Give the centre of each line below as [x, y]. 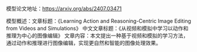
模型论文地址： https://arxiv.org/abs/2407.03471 [64, 8]
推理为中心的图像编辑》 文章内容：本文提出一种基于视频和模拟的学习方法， [97, 36]
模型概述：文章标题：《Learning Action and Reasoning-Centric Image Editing [99, 21]
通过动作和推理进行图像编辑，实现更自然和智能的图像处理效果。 [83, 43]
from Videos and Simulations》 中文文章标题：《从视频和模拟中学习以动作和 [97, 28]
